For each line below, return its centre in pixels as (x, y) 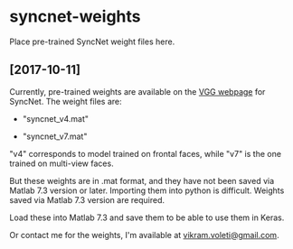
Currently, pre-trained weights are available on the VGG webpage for (137, 91)
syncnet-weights (75, 17)
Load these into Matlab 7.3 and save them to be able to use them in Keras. (147, 217)
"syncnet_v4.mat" (55, 118)
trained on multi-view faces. (62, 163)
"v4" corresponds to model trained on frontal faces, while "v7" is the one (146, 153)
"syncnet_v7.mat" (55, 136)
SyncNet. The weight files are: (66, 101)
